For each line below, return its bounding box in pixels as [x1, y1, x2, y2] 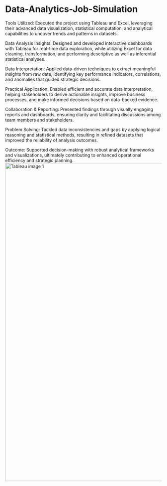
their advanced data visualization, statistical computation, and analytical [5, 25, 153, 31]
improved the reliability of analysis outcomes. [5, 137, 98, 143]
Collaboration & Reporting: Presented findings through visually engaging [5, 106, 153, 112]
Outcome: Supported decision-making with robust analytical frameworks [5, 147, 154, 153]
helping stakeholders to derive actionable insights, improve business [5, 91, 146, 97]
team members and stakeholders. [5, 117, 74, 123]
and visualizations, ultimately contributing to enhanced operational [5, 152, 142, 158]
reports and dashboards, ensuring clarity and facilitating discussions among [5, 111, 161, 118]
